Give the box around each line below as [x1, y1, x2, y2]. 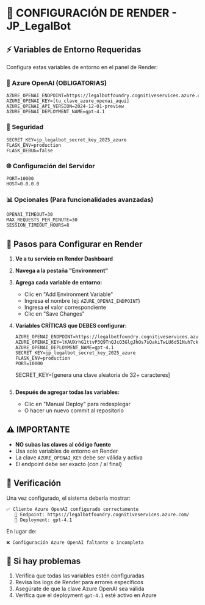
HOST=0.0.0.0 [6, 180, 40, 187]
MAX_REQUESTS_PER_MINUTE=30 [6, 217, 78, 223]
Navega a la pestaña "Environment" [15, 267, 109, 274]
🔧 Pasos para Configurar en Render [6, 239, 143, 249]
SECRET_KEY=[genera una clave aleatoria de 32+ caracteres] [15, 371, 170, 379]
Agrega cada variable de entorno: [15, 279, 103, 286]
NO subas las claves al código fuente [15, 440, 112, 448]
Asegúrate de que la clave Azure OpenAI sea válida [15, 585, 145, 593]
